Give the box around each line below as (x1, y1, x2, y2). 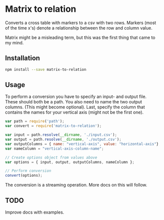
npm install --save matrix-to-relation (5, 67, 87, 72)
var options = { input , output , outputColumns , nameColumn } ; (5, 159, 135, 164)
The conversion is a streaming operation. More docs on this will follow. (5, 182, 148, 188)
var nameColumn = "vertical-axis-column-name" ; (5, 146, 104, 151)
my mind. (5, 39, 24, 45)
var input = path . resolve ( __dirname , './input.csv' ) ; (5, 132, 117, 137)
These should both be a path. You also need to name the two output (5, 99, 142, 105)
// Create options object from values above (5, 155, 97, 160)
